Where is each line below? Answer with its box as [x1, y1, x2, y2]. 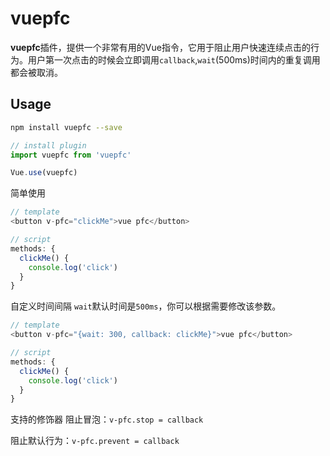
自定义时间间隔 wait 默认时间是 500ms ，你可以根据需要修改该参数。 [10, 300, 282, 312]
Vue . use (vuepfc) [10, 168, 78, 178]
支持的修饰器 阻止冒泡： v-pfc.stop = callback [10, 413, 204, 426]
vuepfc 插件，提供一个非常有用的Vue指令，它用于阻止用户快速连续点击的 [10, 41, 311, 53]
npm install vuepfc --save [10, 122, 123, 132]
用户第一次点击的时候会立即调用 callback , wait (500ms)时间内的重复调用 [27, 53, 321, 66]
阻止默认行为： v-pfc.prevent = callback [10, 435, 180, 447]
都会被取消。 [10, 66, 63, 78]
